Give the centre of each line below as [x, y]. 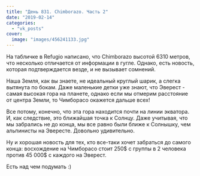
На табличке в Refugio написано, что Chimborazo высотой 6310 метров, [98, 57]
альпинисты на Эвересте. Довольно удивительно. [71, 131]
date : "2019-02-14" [31, 17]
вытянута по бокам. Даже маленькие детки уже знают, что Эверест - [96, 87]
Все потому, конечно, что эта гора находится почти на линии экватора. [98, 112]
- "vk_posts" [28, 28]
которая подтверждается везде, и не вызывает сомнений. [81, 69]
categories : [21, 23]
